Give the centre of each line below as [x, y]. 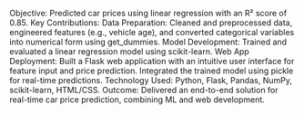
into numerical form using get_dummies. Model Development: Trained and [148, 42]
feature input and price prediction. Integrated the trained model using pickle [152, 71]
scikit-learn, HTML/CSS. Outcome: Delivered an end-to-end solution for [144, 90]
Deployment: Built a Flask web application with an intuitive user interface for [152, 61]
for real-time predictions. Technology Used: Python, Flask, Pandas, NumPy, [151, 80]
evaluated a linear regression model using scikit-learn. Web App [130, 52]
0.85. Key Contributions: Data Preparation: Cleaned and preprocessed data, [151, 23]
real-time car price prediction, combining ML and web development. [137, 100]
